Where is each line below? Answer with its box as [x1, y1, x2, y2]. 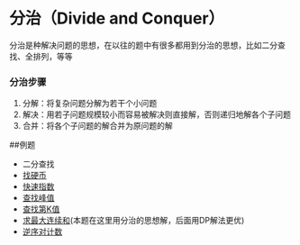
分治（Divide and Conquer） [9, 8, 225, 29]
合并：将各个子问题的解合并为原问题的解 [22, 121, 173, 132]
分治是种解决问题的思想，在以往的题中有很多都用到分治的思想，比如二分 [9, 40, 277, 50]
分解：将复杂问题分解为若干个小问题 [22, 98, 158, 109]
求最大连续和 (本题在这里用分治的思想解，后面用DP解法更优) [22, 215, 245, 226]
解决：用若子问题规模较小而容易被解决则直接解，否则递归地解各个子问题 [22, 109, 291, 120]
